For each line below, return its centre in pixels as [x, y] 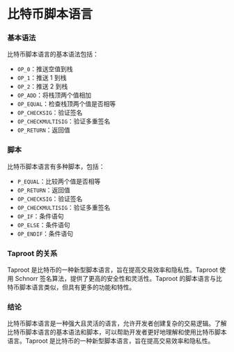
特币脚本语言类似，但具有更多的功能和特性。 [71, 287]
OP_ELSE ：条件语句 [44, 224]
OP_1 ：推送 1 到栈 [42, 78]
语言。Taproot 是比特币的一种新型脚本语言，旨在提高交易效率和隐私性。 [111, 341]
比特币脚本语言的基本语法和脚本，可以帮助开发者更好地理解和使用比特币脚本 [117, 332]
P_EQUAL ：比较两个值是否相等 [59, 181]
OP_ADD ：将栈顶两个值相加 [54, 95]
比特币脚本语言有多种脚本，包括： [56, 166]
